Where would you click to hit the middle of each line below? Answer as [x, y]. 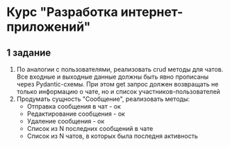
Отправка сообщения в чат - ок [74, 106]
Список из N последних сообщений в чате [90, 129]
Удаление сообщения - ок [66, 121]
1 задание [29, 53]
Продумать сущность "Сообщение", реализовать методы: [103, 99]
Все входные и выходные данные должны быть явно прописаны [113, 77]
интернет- [152, 12]
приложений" [49, 27]
